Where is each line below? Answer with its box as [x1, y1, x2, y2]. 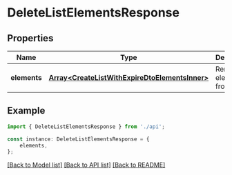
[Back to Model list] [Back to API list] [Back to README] [7, 161, 166, 169]
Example [7, 105, 46, 116]
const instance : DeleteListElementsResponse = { [7, 136, 150, 143]
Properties [7, 32, 54, 44]
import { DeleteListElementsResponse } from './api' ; [7, 123, 166, 130]
